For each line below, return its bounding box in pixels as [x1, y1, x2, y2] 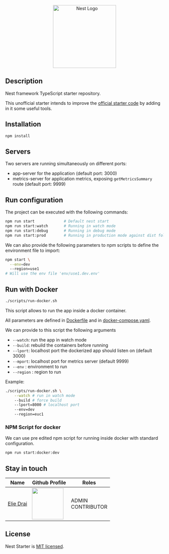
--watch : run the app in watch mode [12, 336, 87, 342]
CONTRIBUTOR [70, 504, 108, 511]
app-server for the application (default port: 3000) [12, 170, 117, 176]
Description [5, 77, 43, 86]
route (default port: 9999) [12, 181, 66, 187]
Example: [5, 378, 25, 385]
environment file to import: [5, 247, 60, 253]
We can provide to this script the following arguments [5, 327, 116, 333]
